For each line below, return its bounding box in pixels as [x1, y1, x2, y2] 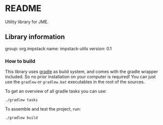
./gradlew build [5, 115, 38, 121]
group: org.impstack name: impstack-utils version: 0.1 [5, 45, 112, 51]
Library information [5, 33, 65, 41]
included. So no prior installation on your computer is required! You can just [5, 74, 156, 80]
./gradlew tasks [5, 97, 38, 103]
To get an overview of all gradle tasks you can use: [5, 88, 107, 94]
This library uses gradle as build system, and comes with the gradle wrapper [5, 69, 158, 75]
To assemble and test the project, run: [5, 106, 81, 112]
